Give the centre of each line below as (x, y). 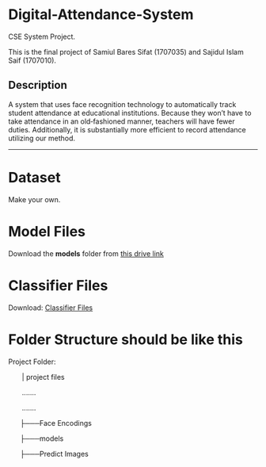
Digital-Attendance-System (101, 15)
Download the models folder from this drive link (86, 253)
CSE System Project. (42, 36)
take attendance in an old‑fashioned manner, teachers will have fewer (122, 121)
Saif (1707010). (32, 60)
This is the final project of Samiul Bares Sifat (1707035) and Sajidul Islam (126, 52)
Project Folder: (32, 362)
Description (38, 85)
